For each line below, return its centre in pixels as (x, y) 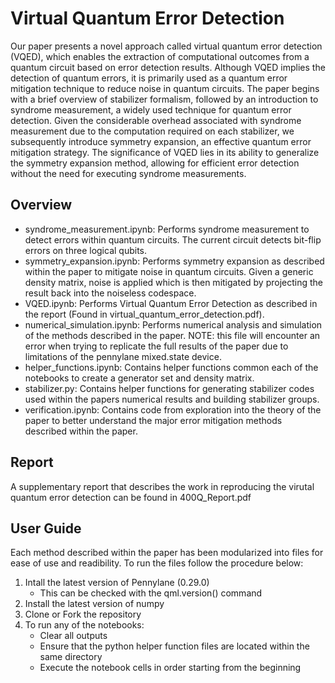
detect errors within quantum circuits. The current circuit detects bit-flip (173, 239)
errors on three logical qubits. (86, 250)
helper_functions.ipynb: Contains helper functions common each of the (171, 367)
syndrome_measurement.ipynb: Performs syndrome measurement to (167, 229)
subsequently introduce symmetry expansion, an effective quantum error (161, 141)
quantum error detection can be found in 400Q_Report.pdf (131, 497)
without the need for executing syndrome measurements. (128, 173)
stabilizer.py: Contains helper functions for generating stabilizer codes (169, 388)
